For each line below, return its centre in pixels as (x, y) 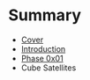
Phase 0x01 (42, 58)
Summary (45, 15)
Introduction (43, 48)
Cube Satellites (49, 68)
